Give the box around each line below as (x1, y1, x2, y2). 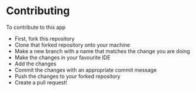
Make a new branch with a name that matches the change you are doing (14, 47, 190, 54)
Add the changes (14, 60, 57, 67)
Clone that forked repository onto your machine (14, 41, 131, 48)
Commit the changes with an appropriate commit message (14, 66, 157, 73)
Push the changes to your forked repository (14, 73, 121, 80)
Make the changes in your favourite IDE (14, 54, 111, 61)
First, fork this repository (14, 35, 75, 42)
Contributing (6, 4, 70, 18)
